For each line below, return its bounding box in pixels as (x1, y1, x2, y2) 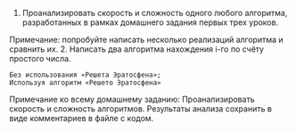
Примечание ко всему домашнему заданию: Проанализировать (9, 94, 256, 104)
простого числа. (9, 54, 71, 63)
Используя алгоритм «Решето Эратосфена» (9, 78, 162, 87)
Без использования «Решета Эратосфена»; (9, 70, 162, 79)
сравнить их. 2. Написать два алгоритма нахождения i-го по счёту (9, 44, 265, 54)
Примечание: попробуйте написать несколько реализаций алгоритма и (9, 35, 284, 45)
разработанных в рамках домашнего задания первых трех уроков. (21, 17, 279, 28)
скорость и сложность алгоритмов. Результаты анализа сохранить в (9, 103, 272, 114)
